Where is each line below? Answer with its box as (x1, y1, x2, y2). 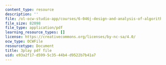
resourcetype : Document (5, 43, 54, 48)
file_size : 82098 (5, 21, 41, 26)
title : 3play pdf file (5, 48, 52, 53)
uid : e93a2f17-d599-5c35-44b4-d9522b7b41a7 (5, 52, 96, 58)
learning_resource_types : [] (5, 30, 65, 35)
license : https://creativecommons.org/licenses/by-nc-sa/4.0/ (5, 35, 136, 40)
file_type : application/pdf (5, 25, 63, 30)
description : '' (5, 12, 39, 17)
